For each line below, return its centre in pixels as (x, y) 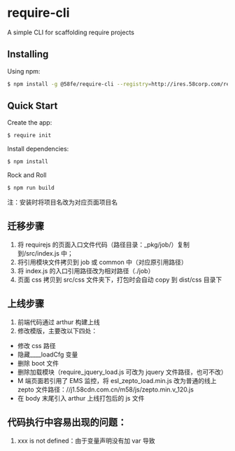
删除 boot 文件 (38, 363)
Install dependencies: (38, 149)
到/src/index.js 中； (45, 253)
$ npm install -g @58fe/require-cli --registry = (79, 84)
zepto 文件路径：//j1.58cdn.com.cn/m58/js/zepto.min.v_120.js (106, 389)
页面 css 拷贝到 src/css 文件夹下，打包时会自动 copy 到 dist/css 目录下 (120, 279)
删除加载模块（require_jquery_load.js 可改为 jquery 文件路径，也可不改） (122, 372)
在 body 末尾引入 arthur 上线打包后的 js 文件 (81, 398)
